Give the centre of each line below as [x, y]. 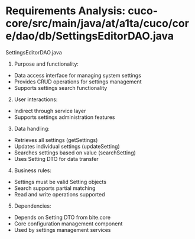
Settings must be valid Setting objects [60, 182]
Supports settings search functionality [61, 88]
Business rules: [32, 170]
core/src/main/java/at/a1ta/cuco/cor [97, 23]
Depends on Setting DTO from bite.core [62, 217]
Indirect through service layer [50, 111]
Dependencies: [32, 206]
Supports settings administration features [64, 117]
